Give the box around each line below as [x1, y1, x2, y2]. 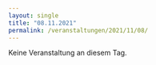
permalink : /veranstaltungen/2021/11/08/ [8, 26, 149, 34]
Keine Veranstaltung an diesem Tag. [8, 48, 127, 58]
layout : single [8, 11, 59, 20]
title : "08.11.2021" [8, 19, 78, 27]
